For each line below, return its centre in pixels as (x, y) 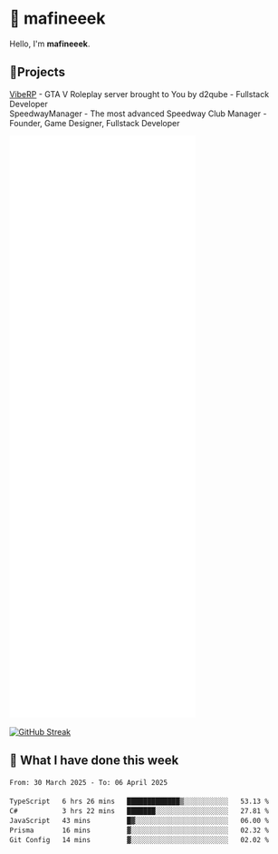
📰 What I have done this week (94, 761)
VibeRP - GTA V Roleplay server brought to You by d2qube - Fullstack (139, 94)
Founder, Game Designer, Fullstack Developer (95, 123)
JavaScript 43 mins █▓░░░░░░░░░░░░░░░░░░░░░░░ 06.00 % (139, 821)
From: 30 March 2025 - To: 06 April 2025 (89, 782)
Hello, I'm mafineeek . (50, 44)
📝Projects (38, 72)
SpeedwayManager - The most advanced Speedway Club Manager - (138, 114)
